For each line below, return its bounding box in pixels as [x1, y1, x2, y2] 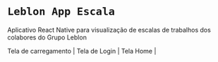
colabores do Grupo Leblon [7, 33, 87, 42]
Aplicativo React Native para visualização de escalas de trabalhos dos [7, 25, 212, 34]
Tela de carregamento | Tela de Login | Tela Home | [7, 46, 157, 55]
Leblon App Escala [7, 5, 115, 18]
